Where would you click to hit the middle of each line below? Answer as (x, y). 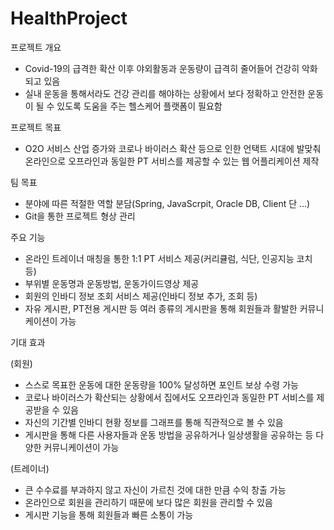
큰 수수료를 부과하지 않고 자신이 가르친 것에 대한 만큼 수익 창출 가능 (155, 489)
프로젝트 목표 (36, 127)
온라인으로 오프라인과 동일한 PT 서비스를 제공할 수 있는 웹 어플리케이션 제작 (172, 161)
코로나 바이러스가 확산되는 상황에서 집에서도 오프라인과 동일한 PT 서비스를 (169, 397)
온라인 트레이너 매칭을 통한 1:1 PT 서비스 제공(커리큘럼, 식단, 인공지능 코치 (168, 258)
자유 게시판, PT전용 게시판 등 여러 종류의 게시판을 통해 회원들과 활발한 (161, 308)
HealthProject (69, 18)
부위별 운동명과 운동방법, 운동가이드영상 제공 (112, 283)
